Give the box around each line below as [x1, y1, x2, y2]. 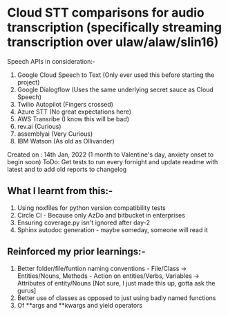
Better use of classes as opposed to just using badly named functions [17, 293, 216, 302]
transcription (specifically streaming [7, 19, 222, 35]
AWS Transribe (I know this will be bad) [17, 114, 130, 123]
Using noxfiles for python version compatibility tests [17, 203, 166, 212]
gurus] [17, 286, 37, 295]
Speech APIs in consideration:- [7, 57, 95, 65]
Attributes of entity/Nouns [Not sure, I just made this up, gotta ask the [17, 279, 216, 287]
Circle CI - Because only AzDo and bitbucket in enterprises [17, 211, 185, 219]
